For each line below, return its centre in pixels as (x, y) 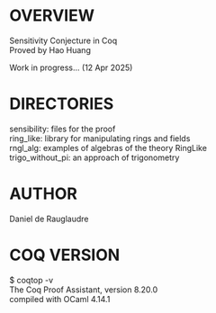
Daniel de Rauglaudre (49, 219)
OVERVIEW (52, 16)
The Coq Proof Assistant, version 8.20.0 (84, 290)
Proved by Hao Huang (50, 49)
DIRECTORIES (62, 104)
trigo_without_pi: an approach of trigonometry (94, 157)
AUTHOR (44, 194)
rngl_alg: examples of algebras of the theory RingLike (108, 148)
